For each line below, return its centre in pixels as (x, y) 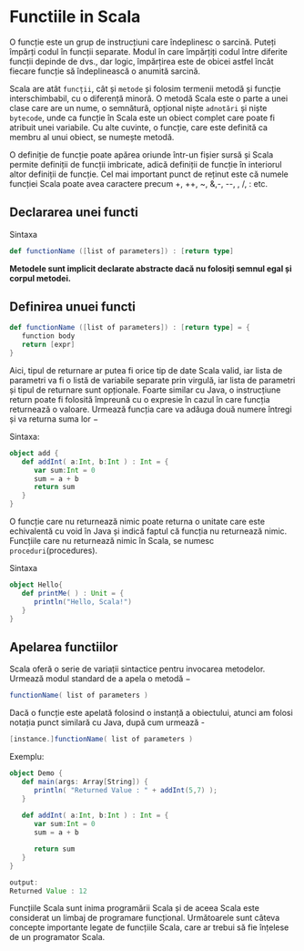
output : (24, 882)
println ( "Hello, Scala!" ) (82, 602)
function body (48, 336)
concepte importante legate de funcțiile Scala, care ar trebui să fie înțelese (149, 927)
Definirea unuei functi (73, 307)
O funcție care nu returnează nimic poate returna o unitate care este (137, 522)
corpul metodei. (40, 278)
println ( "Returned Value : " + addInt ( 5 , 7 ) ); (126, 790)
